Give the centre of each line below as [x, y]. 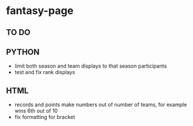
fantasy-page [40, 11]
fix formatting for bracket [45, 117]
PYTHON [23, 52]
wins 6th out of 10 [36, 111]
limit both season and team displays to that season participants [91, 66]
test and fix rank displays [45, 72]
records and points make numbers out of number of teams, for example [101, 105]
